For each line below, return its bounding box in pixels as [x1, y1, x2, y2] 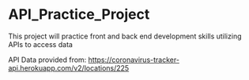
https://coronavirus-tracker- [88, 55, 180, 64]
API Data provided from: [8, 55, 87, 64]
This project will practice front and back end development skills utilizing [8, 31, 242, 41]
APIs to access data [8, 39, 74, 49]
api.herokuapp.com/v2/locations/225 [8, 63, 130, 72]
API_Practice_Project [8, 5, 150, 24]
